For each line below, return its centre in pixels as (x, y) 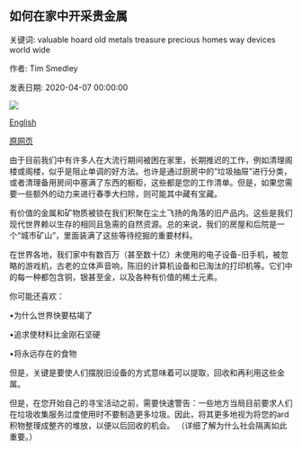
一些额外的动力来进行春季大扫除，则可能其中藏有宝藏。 (119, 193)
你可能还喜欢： (37, 296)
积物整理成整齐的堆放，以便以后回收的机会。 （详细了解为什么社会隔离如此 (148, 425)
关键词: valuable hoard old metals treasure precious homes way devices (142, 40)
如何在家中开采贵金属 (68, 16)
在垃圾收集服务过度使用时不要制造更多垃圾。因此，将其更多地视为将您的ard (149, 414)
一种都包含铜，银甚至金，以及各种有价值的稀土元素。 (123, 276)
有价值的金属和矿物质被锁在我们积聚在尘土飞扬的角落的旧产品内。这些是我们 (151, 212)
